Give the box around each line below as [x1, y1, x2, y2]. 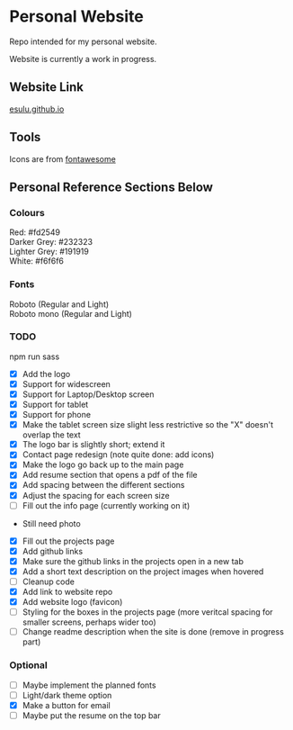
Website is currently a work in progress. [9, 53, 157, 64]
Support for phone [22, 410, 92, 420]
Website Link [9, 79, 84, 95]
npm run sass [9, 351, 60, 362]
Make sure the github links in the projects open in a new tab [22, 555, 244, 566]
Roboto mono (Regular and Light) [9, 308, 133, 319]
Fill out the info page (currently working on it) [22, 500, 191, 510]
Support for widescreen [22, 378, 111, 389]
